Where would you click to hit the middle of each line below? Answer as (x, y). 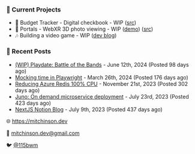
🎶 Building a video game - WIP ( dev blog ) (66, 35)
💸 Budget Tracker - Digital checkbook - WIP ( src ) (76, 23)
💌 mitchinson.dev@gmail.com (43, 133)
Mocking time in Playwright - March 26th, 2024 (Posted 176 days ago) (102, 77)
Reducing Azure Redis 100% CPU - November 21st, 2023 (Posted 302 (101, 84)
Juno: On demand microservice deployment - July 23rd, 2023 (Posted (102, 96)
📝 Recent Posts (29, 52)
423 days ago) (33, 103)
